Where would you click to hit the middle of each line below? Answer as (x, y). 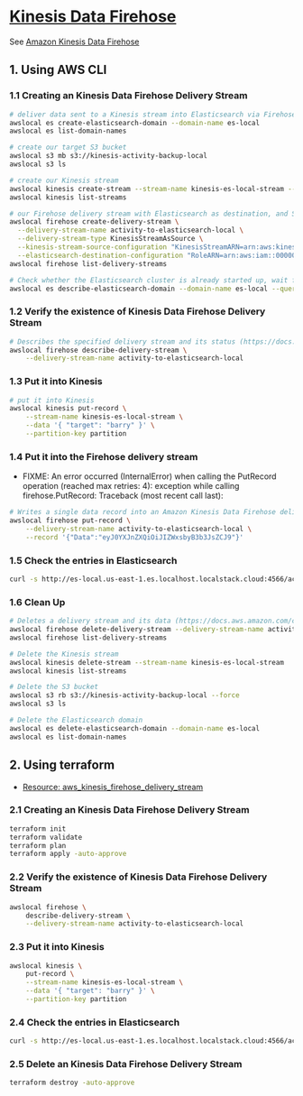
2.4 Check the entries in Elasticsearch (95, 1022)
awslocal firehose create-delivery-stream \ (94, 222)
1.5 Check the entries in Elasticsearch (93, 560)
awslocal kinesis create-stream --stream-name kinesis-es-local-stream (147, 189)
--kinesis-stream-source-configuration (92, 247)
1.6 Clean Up (37, 602)
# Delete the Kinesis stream (64, 654)
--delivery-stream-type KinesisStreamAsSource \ (110, 239)
